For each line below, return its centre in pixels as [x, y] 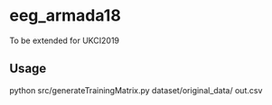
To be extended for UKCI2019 [65, 40]
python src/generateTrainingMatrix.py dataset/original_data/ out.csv [136, 90]
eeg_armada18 [66, 16]
